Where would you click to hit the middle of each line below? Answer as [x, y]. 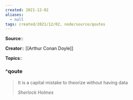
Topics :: [14, 58]
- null [17, 19]
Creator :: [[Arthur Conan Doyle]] [39, 48]
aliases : [14, 15]
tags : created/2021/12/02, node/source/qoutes [55, 24]
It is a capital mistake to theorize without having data [73, 82]
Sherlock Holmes [36, 92]
